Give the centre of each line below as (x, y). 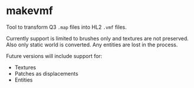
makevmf (30, 11)
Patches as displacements (46, 73)
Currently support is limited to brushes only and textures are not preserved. (98, 38)
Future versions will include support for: (54, 56)
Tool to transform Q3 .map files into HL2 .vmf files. (66, 27)
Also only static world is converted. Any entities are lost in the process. (92, 45)
